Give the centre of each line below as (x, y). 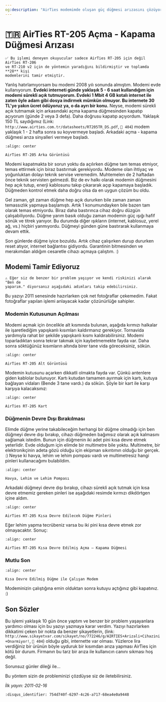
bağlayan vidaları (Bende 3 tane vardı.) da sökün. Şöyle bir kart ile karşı (78, 383)
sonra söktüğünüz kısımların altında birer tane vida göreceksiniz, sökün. (78, 346)
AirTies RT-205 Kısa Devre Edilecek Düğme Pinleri (58, 516)
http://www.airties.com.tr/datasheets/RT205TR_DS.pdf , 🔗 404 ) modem (77, 126)
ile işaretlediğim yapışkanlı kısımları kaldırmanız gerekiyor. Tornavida (75, 330)
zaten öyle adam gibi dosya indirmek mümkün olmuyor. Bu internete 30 (80, 100)
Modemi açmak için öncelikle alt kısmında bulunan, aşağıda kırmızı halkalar (81, 325)
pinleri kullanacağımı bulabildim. (38, 460)
